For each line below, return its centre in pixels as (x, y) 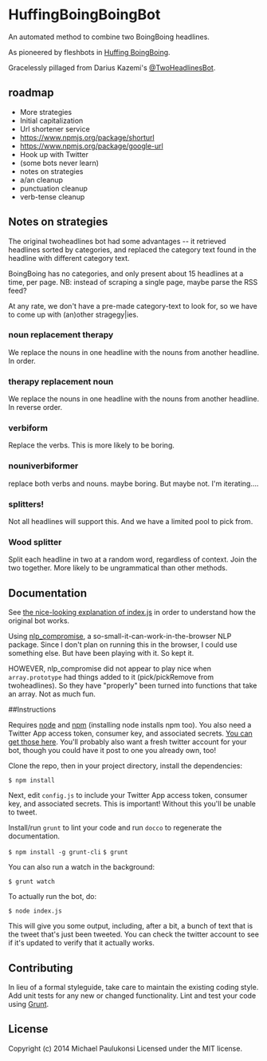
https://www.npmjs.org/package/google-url (91, 146)
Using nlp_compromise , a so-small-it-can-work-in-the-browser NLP (120, 637)
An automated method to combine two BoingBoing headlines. (109, 37)
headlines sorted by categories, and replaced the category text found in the (132, 250)
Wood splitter (35, 542)
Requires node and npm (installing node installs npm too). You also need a (130, 725)
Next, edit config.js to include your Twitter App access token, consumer (128, 795)
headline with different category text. (69, 258)
